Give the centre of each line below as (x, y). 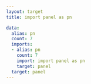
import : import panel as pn (51, 61)
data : (13, 28)
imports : (22, 44)
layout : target (25, 12)
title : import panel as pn (39, 17)
